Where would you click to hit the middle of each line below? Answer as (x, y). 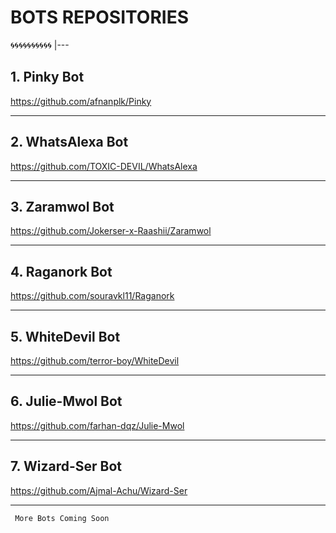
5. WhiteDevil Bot (65, 336)
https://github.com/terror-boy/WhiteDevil (95, 360)
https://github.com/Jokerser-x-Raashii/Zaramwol (111, 231)
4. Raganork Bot (61, 271)
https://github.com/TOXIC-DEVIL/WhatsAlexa (104, 166)
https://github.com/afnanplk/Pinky (81, 101)
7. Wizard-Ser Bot (66, 466)
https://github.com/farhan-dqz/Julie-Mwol (97, 425)
